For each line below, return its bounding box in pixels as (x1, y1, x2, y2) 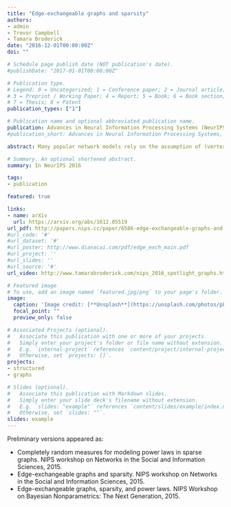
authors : (7, 17, 32, 23)
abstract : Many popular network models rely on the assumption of (7, 143, 201, 150)
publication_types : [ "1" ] (7, 105, 81, 112)
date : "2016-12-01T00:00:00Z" (7, 42, 94, 49)
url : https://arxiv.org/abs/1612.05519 (13, 218, 128, 225)
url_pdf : (7, 225, 32, 231)
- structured (7, 365, 45, 372)
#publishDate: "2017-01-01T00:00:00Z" (7, 67, 118, 74)
